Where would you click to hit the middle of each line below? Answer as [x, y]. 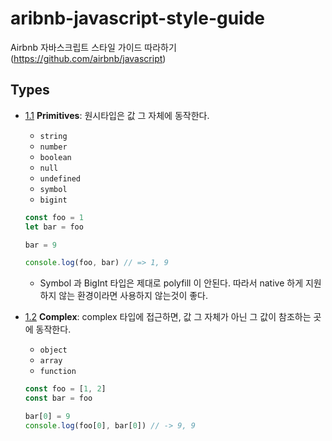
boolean [55, 157]
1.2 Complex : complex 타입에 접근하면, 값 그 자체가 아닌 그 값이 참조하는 [168, 317]
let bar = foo [54, 227]
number [53, 147]
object [53, 350]
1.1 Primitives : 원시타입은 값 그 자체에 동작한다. [117, 115]
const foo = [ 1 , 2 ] [65, 389]
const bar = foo [58, 398]
